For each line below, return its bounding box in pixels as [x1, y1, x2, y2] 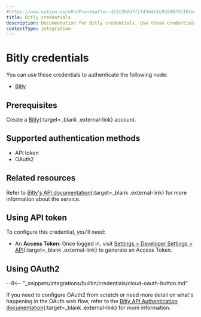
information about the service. [6, 195, 81, 203]
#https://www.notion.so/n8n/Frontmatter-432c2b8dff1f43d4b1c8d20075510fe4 [6, 8, 197, 15]
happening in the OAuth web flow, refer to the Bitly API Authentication [6, 298, 178, 305]
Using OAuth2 [6, 264, 60, 274]
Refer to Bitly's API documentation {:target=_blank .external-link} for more [6, 189, 187, 196]
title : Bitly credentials [6, 14, 71, 20]
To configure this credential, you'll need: [6, 228, 106, 236]
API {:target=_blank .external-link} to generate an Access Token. [14, 246, 172, 253]
